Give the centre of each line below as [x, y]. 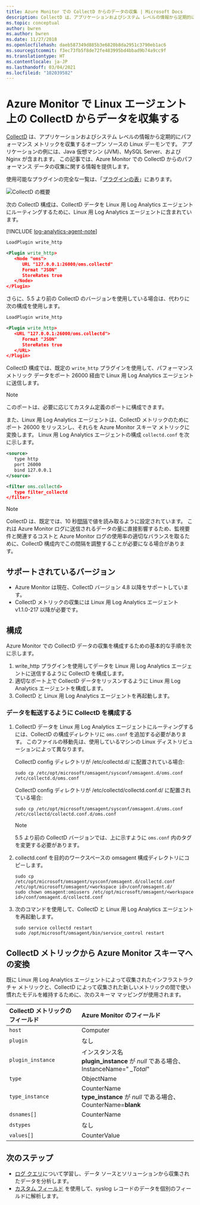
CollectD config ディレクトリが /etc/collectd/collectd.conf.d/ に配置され [103, 790]
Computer [96, 1030]
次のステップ [30, 1158]
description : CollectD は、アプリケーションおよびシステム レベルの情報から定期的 [99, 17]
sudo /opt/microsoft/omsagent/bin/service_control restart [90, 933]
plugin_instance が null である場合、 [133, 1061]
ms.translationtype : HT [36, 56]
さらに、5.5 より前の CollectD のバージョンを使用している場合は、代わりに [98, 298]
